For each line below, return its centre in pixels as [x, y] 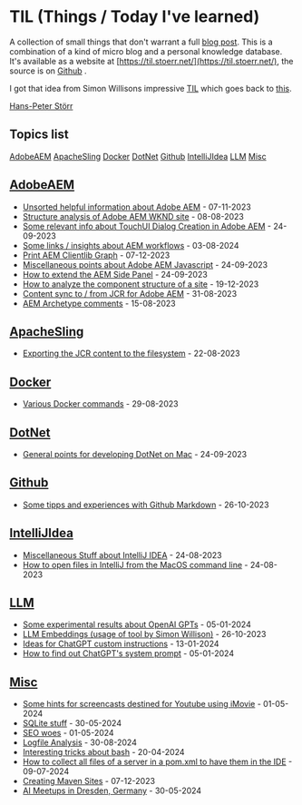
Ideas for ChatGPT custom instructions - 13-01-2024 [121, 644]
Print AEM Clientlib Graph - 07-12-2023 [96, 255]
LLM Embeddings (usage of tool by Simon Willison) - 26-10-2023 [144, 634]
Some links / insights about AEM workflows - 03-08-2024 [131, 245]
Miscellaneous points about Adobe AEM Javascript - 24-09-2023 [145, 264]
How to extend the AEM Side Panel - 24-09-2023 [115, 274]
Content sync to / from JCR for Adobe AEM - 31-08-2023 [130, 293]
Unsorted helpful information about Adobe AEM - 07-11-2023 [136, 207]
